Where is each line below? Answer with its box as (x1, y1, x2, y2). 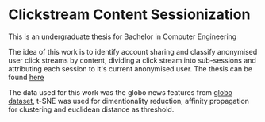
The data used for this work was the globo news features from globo (8, 87, 232, 97)
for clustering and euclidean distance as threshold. (8, 105, 175, 114)
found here (8, 72, 44, 82)
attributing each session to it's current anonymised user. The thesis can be (8, 63, 253, 73)
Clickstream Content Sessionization (8, 6, 251, 24)
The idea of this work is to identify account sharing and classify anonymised (8, 47, 258, 56)
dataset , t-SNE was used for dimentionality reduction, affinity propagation (8, 96, 250, 105)
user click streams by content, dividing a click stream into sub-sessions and (8, 55, 256, 65)
